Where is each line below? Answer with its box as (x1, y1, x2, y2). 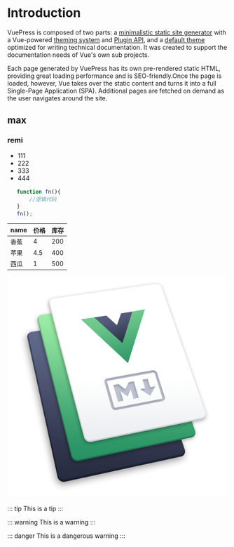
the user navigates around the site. (7, 93, 108, 103)
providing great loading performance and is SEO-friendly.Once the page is (7, 72, 222, 80)
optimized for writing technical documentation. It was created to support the (7, 43, 228, 51)
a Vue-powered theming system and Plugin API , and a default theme (7, 35, 205, 44)
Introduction (7, 5, 81, 21)
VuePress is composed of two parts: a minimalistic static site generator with (7, 28, 226, 37)
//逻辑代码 (29, 195, 57, 203)
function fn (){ (16, 188, 61, 195)
